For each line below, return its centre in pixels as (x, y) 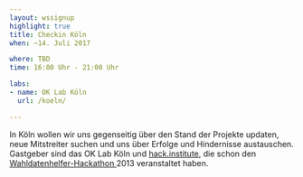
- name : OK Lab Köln (48, 92)
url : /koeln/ (42, 100)
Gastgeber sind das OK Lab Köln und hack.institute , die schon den (133, 154)
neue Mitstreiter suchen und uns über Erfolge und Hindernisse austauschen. (151, 144)
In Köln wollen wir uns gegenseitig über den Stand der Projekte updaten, (144, 134)
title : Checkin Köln (48, 34)
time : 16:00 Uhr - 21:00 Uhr (64, 68)
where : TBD (30, 60)
